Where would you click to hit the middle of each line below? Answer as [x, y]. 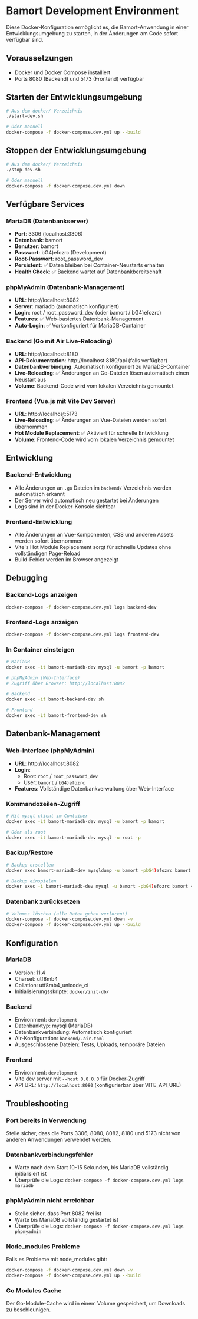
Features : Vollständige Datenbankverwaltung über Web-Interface [94, 788]
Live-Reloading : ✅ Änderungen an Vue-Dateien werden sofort [90, 420]
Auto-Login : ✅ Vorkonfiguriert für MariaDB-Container [80, 326]
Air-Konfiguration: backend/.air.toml [60, 1039]
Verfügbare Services [45, 204]
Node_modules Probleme [43, 1246]
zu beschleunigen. [29, 1310]
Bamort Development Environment [93, 11]
